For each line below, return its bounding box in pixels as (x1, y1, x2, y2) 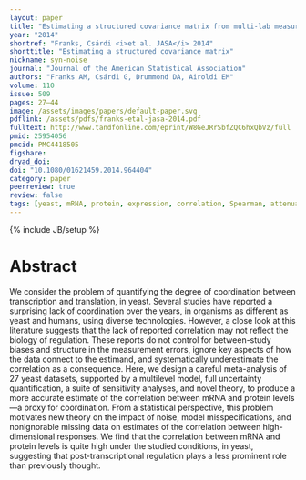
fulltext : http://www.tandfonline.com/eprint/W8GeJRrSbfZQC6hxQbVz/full (9, 124, 291, 133)
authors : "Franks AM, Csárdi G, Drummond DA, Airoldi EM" (9, 73, 234, 82)
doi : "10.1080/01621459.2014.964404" (9, 165, 153, 175)
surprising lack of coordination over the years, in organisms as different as (9, 305, 289, 316)
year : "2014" (9, 30, 59, 39)
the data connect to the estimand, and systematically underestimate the (9, 354, 279, 365)
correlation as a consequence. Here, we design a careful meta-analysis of (9, 363, 288, 374)
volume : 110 (9, 81, 55, 90)
